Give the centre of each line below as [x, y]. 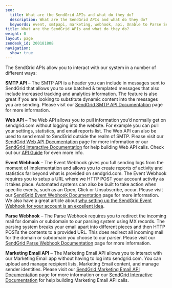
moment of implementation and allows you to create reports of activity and [84, 168]
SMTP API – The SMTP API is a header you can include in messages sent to [85, 83]
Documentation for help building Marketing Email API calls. [67, 280]
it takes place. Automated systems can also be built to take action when [81, 184]
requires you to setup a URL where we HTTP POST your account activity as [85, 179]
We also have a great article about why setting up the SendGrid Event [79, 201]
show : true [21, 53]
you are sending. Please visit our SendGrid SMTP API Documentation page [84, 104]
